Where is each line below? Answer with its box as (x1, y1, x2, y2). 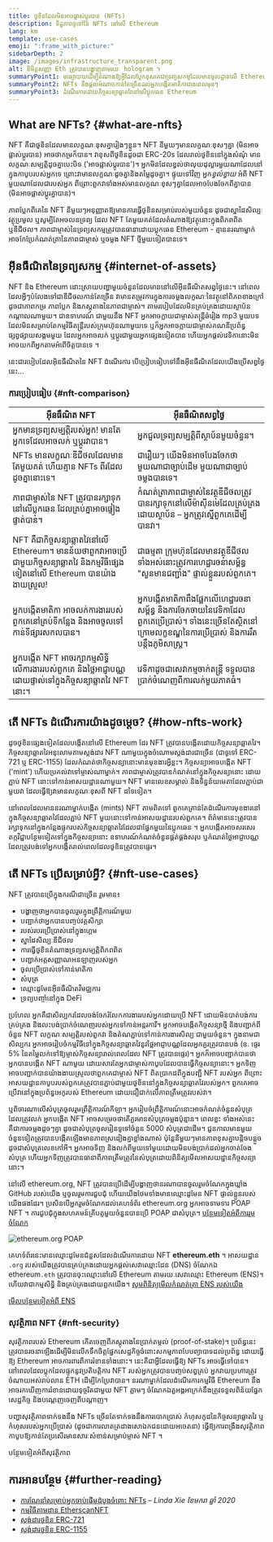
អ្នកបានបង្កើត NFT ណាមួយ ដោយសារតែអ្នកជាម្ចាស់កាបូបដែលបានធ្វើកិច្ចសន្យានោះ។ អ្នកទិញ (8, 1058, 257, 1067)
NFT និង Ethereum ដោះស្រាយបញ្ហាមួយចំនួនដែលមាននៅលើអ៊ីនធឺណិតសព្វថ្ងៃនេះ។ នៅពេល (8, 282, 261, 291)
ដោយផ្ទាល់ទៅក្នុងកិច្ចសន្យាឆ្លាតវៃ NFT (12, 675, 130, 686)
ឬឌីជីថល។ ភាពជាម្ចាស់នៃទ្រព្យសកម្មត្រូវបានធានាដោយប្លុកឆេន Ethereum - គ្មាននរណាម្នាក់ (8, 225, 256, 234)
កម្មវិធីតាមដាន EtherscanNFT (19, 1505, 109, 1515)
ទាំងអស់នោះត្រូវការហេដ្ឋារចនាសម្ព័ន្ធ (137, 557, 246, 568)
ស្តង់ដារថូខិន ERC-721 (19, 1515, 85, 1525)
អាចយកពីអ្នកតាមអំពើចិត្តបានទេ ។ (8, 340, 100, 349)
